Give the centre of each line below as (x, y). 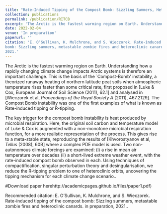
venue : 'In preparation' (31, 33)
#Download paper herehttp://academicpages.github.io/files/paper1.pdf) (79, 186)
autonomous (18, 150)
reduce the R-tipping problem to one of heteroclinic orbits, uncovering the (81, 171)
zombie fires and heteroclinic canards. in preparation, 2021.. (67, 206)
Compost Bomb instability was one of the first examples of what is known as (83, 103)
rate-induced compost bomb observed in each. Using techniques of (75, 160)
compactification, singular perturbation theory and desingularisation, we (79, 166)
